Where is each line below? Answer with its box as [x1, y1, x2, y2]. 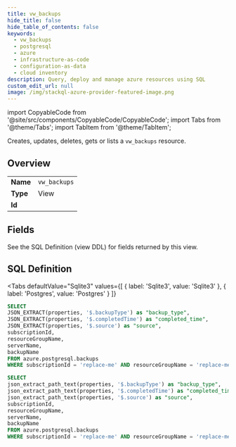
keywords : [7, 30, 37, 37]
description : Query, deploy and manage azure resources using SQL [7, 75, 206, 83]
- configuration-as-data [13, 63, 86, 70]
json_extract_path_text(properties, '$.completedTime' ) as [7, 388, 184, 395]
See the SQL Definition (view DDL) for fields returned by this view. [7, 242, 198, 251]
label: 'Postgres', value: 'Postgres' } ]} [7, 289, 117, 298]
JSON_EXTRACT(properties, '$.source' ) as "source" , [7, 322, 162, 329]
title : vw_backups [7, 10, 61, 18]
